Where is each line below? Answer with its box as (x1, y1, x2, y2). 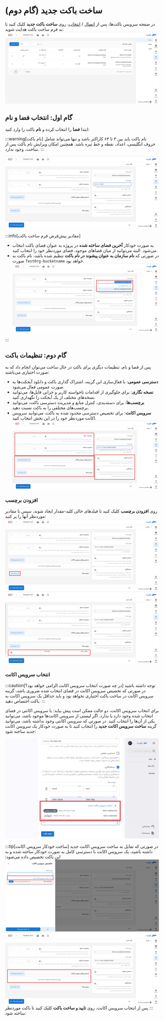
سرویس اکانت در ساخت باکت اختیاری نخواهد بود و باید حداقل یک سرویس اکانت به (5, 693, 154, 698)
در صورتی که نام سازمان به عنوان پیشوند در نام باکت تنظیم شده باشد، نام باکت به (12, 253, 159, 259)
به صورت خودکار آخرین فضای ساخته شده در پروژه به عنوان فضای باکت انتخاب (12, 242, 154, 248)
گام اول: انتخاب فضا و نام (5, 113, 73, 122)
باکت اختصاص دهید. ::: (5, 698, 45, 704)
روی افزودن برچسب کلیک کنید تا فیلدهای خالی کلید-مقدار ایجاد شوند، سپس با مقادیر (5, 508, 158, 514)
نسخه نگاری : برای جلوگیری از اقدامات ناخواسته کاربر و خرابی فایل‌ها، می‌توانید (12, 389, 154, 395)
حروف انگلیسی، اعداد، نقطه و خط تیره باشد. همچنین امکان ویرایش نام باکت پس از (5, 141, 156, 147)
